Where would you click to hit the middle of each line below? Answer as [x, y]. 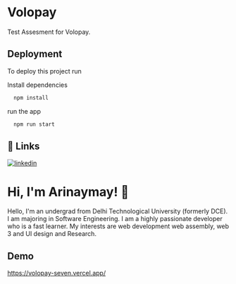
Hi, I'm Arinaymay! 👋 [68, 192]
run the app [24, 111]
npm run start [34, 124]
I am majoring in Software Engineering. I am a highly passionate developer [115, 219]
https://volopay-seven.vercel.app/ [57, 273]
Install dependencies [38, 85]
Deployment [35, 54]
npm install [31, 97]
